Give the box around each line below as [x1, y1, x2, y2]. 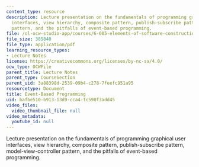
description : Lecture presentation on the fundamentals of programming [6, 14, 187, 20]
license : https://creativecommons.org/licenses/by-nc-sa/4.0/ [6, 58, 163, 64]
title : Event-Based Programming [6, 91, 86, 97]
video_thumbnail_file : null [11, 108, 81, 114]
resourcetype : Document [6, 86, 65, 92]
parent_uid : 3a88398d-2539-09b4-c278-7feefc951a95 [6, 81, 134, 86]
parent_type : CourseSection [6, 75, 76, 81]
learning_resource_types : [6, 47, 70, 53]
